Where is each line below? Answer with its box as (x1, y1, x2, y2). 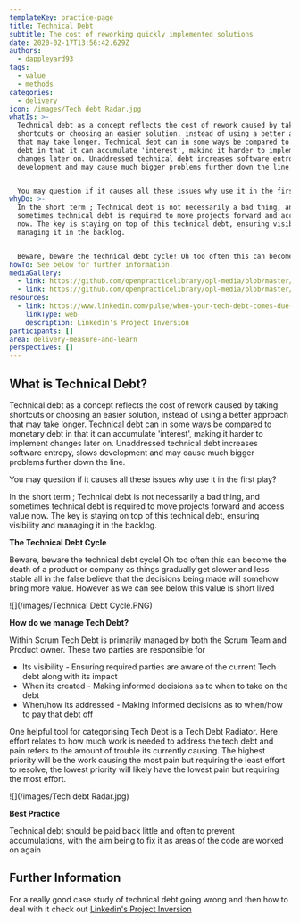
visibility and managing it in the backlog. (9, 520, 158, 530)
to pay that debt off (21, 709, 94, 719)
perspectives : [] (9, 343, 74, 353)
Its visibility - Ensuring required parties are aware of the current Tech (21, 661, 277, 672)
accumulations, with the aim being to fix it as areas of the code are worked (9, 835, 284, 845)
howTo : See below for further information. (9, 260, 174, 269)
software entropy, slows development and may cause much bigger (9, 447, 254, 458)
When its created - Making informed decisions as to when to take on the (21, 680, 288, 691)
